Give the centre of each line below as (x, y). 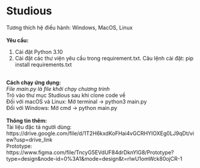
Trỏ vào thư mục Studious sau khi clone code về (66, 95)
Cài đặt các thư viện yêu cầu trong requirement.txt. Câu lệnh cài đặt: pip (104, 58)
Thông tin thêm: (27, 120)
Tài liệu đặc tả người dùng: (39, 127)
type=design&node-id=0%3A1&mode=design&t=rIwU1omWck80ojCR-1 (94, 158)
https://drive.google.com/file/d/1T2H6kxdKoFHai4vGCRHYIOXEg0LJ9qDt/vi (100, 133)
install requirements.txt (43, 65)
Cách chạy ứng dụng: (34, 83)
